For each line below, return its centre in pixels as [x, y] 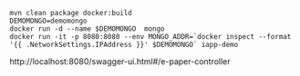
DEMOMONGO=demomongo [49, 21]
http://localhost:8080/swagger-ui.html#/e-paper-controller [120, 62]
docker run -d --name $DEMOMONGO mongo [88, 29]
